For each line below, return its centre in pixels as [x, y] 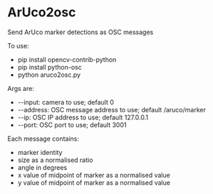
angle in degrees [42, 167]
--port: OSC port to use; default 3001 [72, 124]
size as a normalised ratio [55, 160]
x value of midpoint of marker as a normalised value [94, 175]
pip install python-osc [50, 67]
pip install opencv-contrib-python [67, 59]
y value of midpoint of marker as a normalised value [94, 183]
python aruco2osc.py [49, 75]
